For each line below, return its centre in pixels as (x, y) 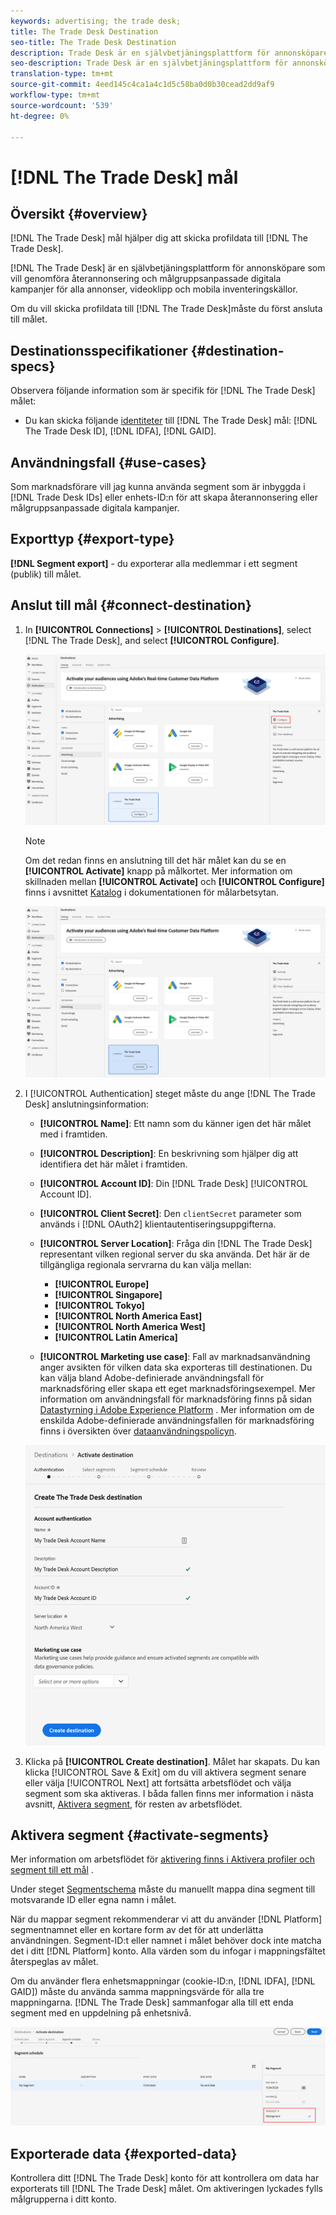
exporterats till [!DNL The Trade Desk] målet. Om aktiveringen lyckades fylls (167, 2189)
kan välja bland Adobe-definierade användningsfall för (152, 1378)
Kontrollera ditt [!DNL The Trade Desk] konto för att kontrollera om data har (165, 2178)
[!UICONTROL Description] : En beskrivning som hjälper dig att (169, 1154)
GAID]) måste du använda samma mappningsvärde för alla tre (137, 1992)
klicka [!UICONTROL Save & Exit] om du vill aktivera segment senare (165, 1772)
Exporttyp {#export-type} (92, 539)
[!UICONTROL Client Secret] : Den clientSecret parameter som (170, 1214)
